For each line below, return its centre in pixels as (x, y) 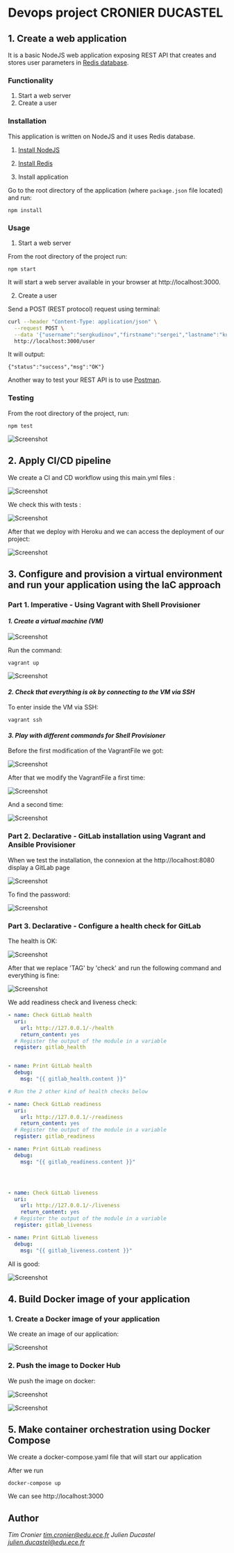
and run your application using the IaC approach (115, 585)
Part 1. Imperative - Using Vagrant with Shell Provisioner (104, 604)
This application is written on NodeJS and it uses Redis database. (102, 136)
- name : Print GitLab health (50, 1066)
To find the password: (39, 894)
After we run (26, 1471)
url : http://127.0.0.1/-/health (67, 1028)
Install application (43, 177)
